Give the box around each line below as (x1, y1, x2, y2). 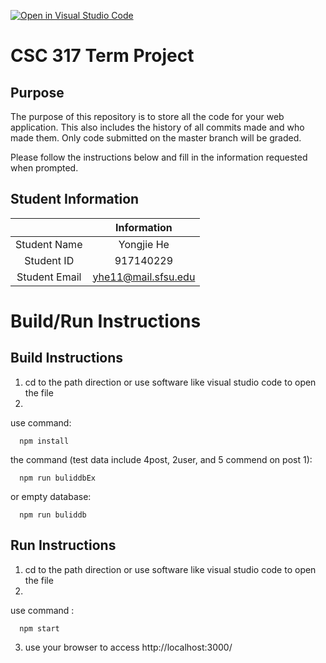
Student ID (24, 253, 75, 267)
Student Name (15, 237, 83, 251)
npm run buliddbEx (19, 473, 97, 483)
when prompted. (10, 162, 79, 174)
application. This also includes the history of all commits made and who (10, 121, 305, 133)
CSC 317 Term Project (10, 45, 195, 67)
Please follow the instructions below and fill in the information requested (10, 151, 308, 163)
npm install (19, 436, 70, 446)
